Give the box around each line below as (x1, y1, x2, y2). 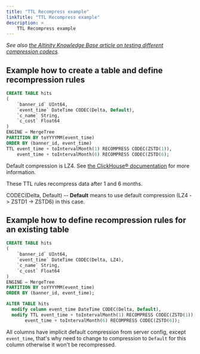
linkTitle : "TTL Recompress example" (6, 14, 100, 20)
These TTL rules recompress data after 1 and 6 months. (6, 180, 143, 187)
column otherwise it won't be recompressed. (6, 341, 116, 348)
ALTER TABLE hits (6, 301, 50, 307)
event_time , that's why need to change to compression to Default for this (6, 334, 186, 341)
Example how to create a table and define (6, 65, 163, 75)
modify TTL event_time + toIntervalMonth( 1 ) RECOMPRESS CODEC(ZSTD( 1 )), (11, 312, 196, 318)
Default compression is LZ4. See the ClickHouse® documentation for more (6, 162, 190, 169)
